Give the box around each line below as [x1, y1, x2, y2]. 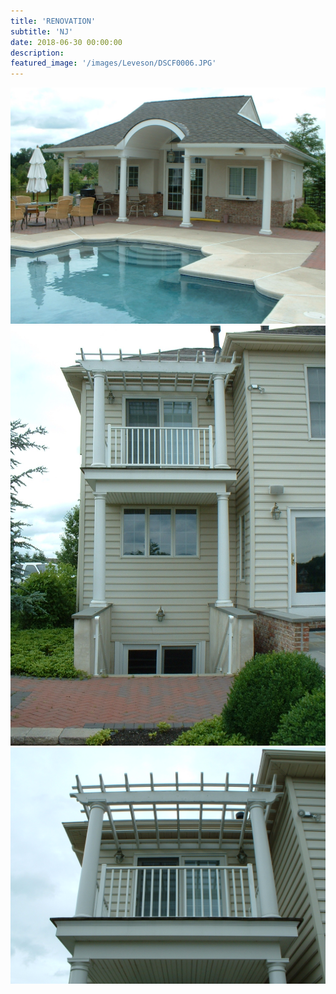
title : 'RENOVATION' [10, 16, 97, 26]
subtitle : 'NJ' [10, 26, 74, 37]
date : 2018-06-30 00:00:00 [10, 37, 123, 47]
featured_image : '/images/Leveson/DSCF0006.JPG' [10, 58, 217, 69]
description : [10, 48, 65, 58]
